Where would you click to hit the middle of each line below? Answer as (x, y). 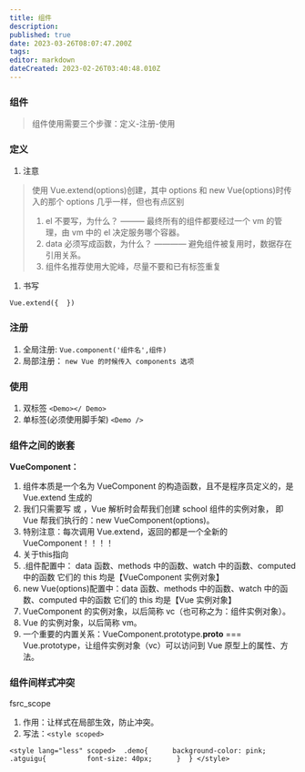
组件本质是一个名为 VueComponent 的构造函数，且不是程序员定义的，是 (158, 486)
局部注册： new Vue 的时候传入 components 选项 (108, 361)
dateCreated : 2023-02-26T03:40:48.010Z (85, 69)
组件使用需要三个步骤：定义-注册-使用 (103, 124)
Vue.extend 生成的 (57, 498)
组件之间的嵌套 (42, 445)
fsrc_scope (30, 703)
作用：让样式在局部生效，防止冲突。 (91, 722)
